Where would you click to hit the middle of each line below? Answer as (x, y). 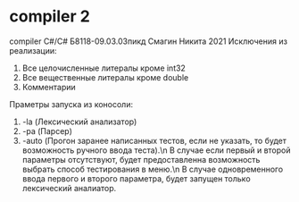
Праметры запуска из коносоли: (71, 104)
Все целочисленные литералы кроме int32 (104, 68)
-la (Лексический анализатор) (79, 122)
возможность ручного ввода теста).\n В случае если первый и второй (157, 150)
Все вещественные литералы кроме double (105, 77)
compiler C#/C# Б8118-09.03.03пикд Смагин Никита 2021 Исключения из (149, 41)
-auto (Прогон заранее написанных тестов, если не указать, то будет (154, 140)
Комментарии (49, 87)
